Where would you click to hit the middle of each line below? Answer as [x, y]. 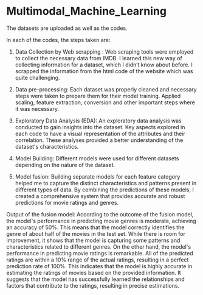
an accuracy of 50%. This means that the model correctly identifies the [95, 227]
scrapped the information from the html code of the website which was [104, 71]
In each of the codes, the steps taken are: [58, 40]
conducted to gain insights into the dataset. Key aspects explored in [100, 127]
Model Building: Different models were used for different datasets [97, 158]
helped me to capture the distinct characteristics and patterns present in [106, 183]
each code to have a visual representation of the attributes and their [100, 133]
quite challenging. [37, 77]
